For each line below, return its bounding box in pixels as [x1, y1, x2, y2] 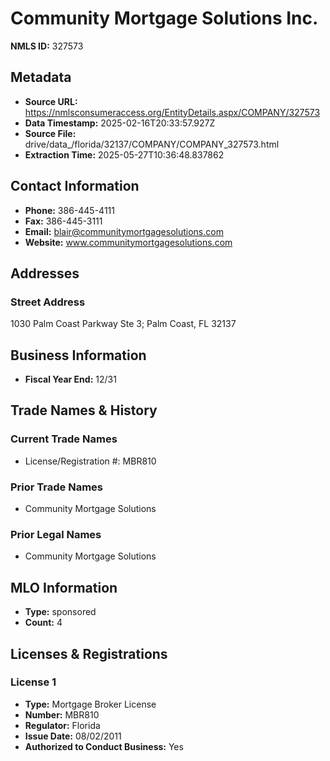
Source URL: [24, 95, 78, 107]
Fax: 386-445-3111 [24, 215, 103, 227]
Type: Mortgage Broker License [24, 698, 157, 710]
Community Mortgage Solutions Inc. [10, 7, 319, 30]
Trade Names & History [10, 402, 158, 419]
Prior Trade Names [10, 480, 104, 494]
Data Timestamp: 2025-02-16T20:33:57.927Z [24, 117, 216, 129]
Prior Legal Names [10, 527, 102, 541]
